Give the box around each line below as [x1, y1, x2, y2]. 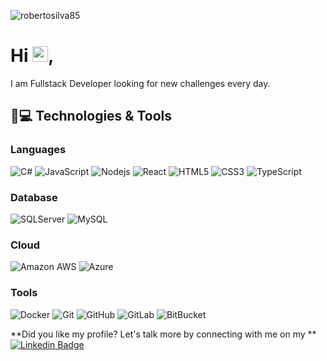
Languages [10, 143, 67, 157]
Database [10, 190, 58, 204]
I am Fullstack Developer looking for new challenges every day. [10, 77, 271, 89]
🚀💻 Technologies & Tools [10, 108, 173, 125]
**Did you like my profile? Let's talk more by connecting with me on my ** [10, 328, 317, 340]
